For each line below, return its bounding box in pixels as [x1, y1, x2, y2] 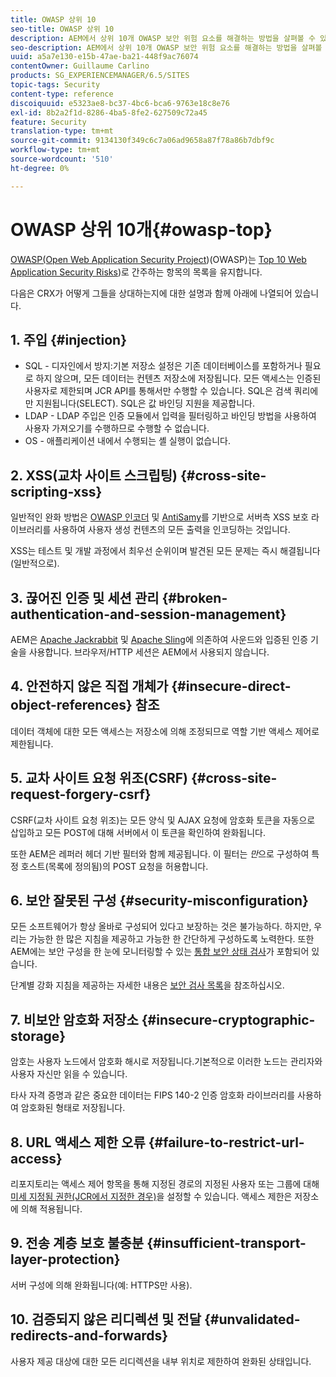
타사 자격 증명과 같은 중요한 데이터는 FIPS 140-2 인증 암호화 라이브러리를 [10, 1089, 296, 1101]
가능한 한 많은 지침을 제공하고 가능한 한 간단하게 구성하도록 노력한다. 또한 [28, 933, 315, 945]
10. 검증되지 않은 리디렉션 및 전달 [10, 1311, 202, 1328]
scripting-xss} [10, 483, 103, 500]
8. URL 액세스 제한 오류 [10, 1134, 146, 1151]
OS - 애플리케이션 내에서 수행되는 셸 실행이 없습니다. [24, 435, 231, 447]
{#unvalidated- [203, 1311, 301, 1328]
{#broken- [161, 589, 228, 606]
